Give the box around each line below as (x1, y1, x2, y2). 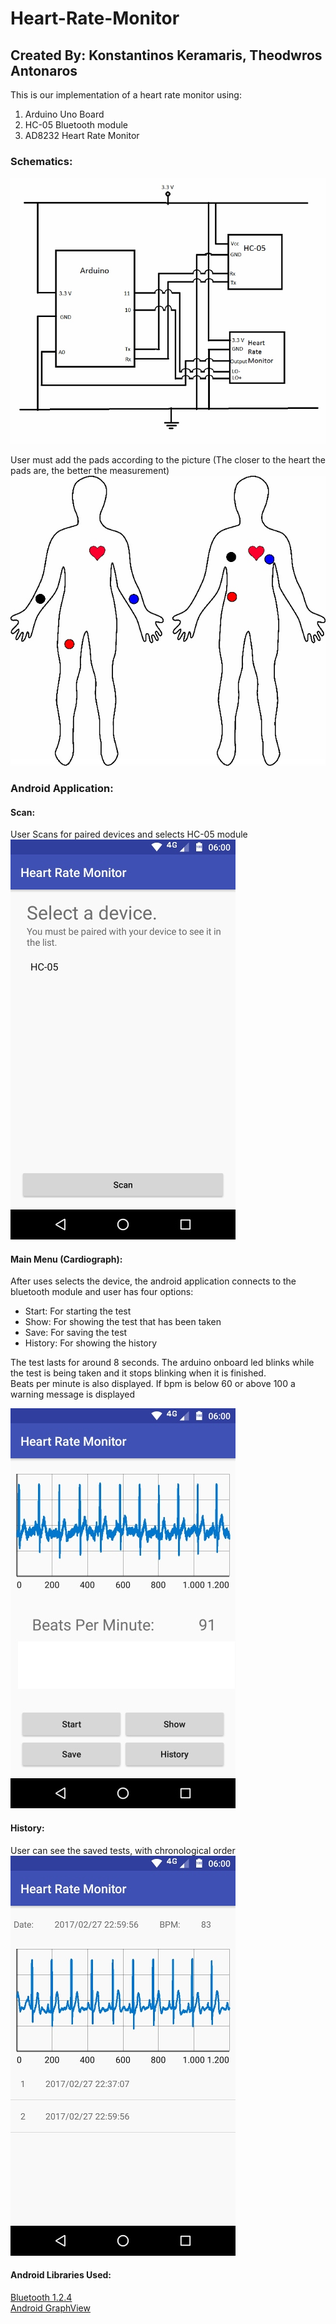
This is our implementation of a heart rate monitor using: (10, 89, 242, 101)
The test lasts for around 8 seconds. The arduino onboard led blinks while (10, 1357, 315, 1369)
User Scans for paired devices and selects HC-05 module (10, 828, 248, 841)
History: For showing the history (24, 1337, 158, 1349)
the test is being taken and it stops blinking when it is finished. (10, 1367, 267, 1379)
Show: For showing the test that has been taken (24, 1316, 222, 1328)
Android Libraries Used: (10, 2269, 112, 2281)
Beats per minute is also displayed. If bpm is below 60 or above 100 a (10, 1378, 296, 1390)
